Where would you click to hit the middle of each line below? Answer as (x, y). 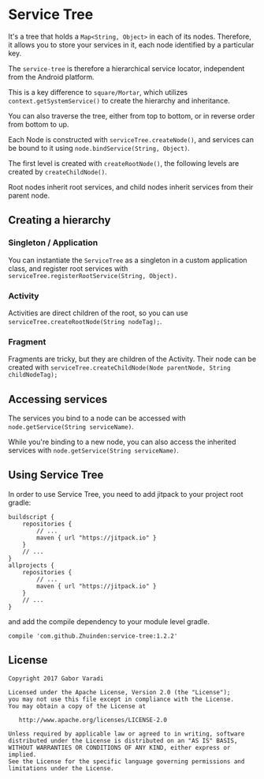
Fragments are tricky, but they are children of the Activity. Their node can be (132, 359)
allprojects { (32, 565)
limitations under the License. (61, 768)
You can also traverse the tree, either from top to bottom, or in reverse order (132, 115)
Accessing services (58, 399)
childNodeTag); (33, 375)
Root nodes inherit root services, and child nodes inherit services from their (131, 186)
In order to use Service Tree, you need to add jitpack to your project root (126, 494)
